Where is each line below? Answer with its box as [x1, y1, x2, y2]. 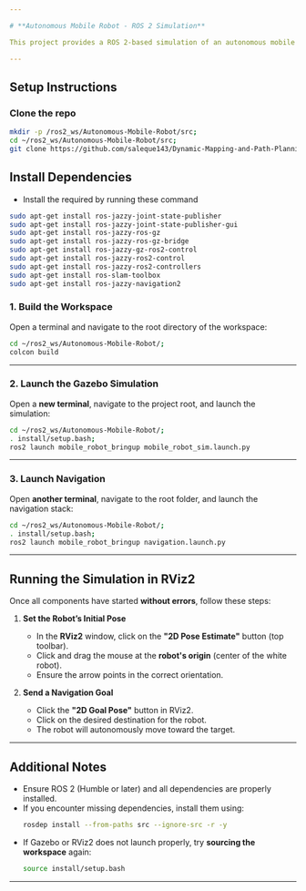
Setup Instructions [9, 79, 117, 95]
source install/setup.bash [22, 864, 126, 873]
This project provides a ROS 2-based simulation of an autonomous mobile [9, 37, 296, 46]
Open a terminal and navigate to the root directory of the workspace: [9, 321, 268, 333]
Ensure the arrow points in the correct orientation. [36, 670, 224, 681]
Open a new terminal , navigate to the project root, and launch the [9, 398, 256, 409]
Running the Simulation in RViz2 [9, 571, 196, 587]
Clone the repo [9, 107, 76, 119]
